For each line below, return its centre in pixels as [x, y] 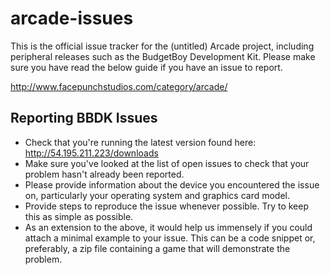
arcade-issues [72, 18]
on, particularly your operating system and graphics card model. [157, 195]
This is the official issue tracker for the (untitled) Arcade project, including [162, 46]
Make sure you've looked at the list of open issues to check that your [167, 163]
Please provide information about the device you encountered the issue [172, 184]
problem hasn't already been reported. [104, 174]
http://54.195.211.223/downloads [91, 153]
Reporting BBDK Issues [84, 118]
